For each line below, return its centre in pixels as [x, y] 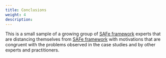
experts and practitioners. [32, 50]
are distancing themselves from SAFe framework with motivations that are [83, 39]
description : [19, 19]
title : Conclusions [26, 10]
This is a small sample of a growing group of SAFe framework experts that [83, 34]
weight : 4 [16, 15]
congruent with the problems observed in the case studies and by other [80, 45]
